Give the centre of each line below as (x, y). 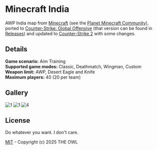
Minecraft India (37, 9)
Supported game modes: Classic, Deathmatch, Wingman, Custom (73, 66)
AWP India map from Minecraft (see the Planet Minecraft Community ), (77, 23)
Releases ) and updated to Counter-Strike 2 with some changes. (70, 33)
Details (16, 49)
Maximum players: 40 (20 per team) (43, 77)
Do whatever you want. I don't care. (42, 133)
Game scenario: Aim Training (35, 61)
